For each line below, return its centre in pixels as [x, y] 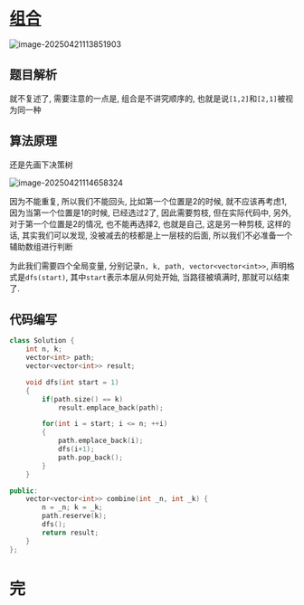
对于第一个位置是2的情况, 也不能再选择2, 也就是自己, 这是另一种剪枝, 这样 [146, 223]
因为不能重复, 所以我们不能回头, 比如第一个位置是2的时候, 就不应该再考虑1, [148, 201]
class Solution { [42, 341]
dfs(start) [46, 278]
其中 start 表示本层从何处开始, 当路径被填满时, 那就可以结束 [180, 277]
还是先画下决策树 [41, 165]
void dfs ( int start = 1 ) [72, 382]
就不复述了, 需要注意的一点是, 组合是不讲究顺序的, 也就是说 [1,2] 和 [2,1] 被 [147, 98]
